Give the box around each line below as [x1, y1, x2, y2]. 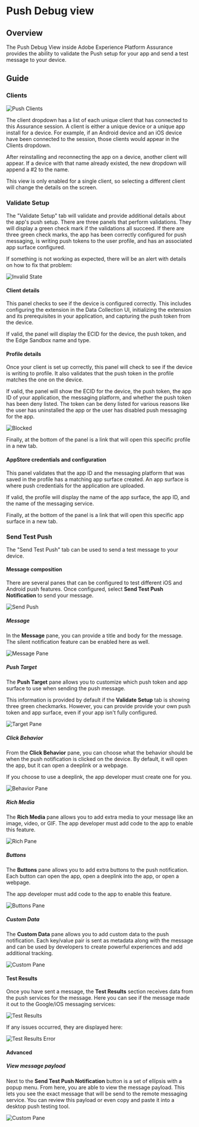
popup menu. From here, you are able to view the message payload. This [6, 1084, 185, 1091]
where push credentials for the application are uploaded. [6, 482, 145, 489]
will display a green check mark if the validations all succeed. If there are [6, 224, 185, 231]
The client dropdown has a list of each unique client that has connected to [6, 116, 188, 123]
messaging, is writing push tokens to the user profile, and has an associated [6, 237, 192, 245]
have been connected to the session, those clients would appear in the [6, 135, 179, 142]
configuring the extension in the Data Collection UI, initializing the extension [6, 306, 192, 314]
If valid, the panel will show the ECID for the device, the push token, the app [6, 388, 192, 395]
